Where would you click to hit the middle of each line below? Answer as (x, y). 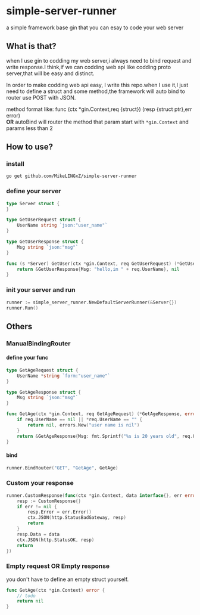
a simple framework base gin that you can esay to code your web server (95, 27)
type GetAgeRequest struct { (42, 370)
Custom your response (40, 483)
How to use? (30, 147)
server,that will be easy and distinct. (50, 73)
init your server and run (41, 290)
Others (19, 326)
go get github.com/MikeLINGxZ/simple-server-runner (71, 176)
